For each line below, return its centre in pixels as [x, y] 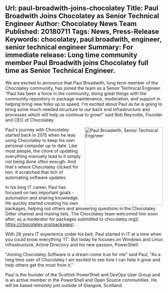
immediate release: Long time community [71, 55]
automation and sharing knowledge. [42, 197]
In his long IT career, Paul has [35, 187]
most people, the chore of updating [42, 151]
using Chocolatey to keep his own [40, 140]
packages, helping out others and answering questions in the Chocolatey [80, 208]
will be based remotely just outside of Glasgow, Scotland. [64, 285]
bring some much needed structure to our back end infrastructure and [77, 109]
